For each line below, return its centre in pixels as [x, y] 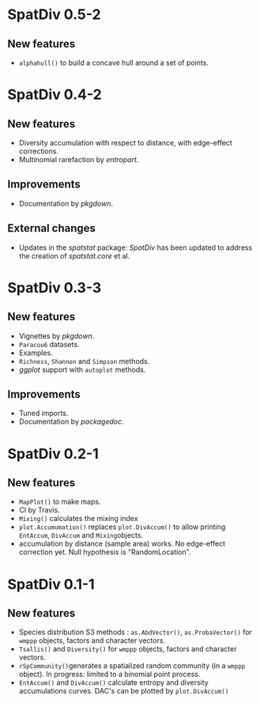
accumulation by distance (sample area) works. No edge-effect [122, 544]
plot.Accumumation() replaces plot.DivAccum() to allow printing [122, 527]
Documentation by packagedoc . [71, 421]
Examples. [36, 353]
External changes [52, 228]
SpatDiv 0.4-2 [55, 94]
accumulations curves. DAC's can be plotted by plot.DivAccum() [124, 691]
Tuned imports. [43, 414]
